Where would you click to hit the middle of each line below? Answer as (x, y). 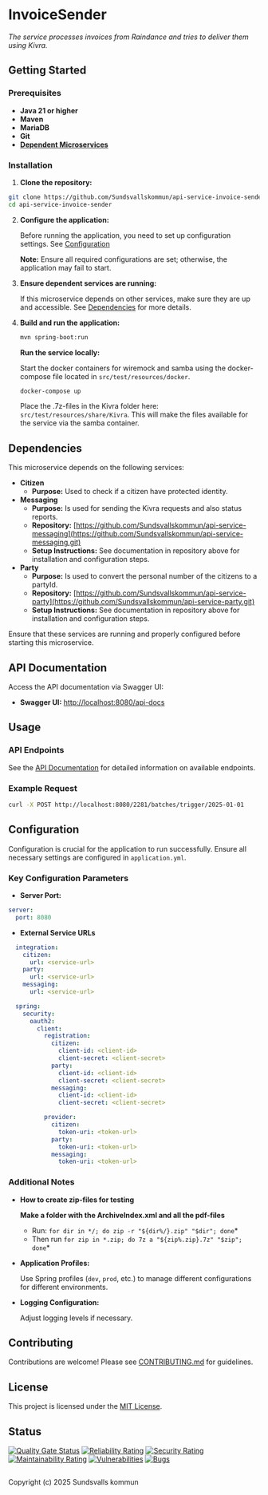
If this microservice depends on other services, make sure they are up (135, 299)
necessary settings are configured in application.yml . (97, 857)
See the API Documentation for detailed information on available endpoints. (132, 767)
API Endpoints (36, 750)
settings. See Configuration (65, 243)
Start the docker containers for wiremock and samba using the (122, 368)
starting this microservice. (51, 643)
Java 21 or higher (49, 110)
